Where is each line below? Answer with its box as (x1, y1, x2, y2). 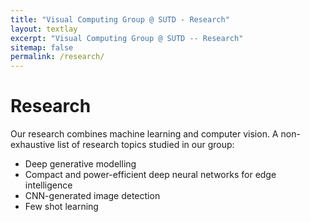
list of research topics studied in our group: (56, 139, 235, 151)
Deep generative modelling (24, 158, 137, 170)
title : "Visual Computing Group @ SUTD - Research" (10, 14, 230, 25)
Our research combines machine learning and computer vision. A (10, 128, 279, 140)
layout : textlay (10, 24, 78, 34)
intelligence (24, 179, 73, 191)
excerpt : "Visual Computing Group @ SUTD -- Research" (10, 33, 244, 43)
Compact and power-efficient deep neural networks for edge (24, 169, 277, 181)
